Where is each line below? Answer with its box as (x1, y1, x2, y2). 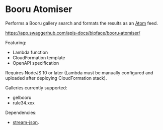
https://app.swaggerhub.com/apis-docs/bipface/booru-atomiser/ (5, 30, 141, 36)
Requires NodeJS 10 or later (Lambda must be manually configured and (5, 69, 153, 76)
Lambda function (12, 49, 48, 55)
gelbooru (12, 94, 32, 100)
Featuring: (5, 39, 27, 46)
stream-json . (12, 119, 39, 125)
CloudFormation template (12, 54, 65, 61)
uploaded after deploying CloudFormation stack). (5, 75, 107, 81)
